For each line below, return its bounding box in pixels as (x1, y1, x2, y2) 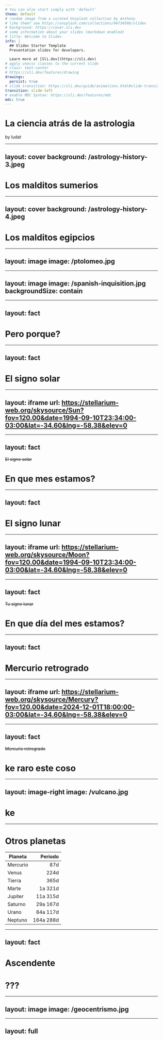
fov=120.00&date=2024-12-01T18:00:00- (5, 703, 135, 711)
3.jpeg (5, 160, 25, 168)
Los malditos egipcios (5, 232, 95, 243)
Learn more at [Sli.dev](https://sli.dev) (9, 56, 97, 61)
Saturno (7, 901, 26, 907)
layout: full (5, 1027, 38, 1036)
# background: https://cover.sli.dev (5, 25, 81, 30)
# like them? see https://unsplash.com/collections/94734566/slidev (5, 20, 147, 26)
